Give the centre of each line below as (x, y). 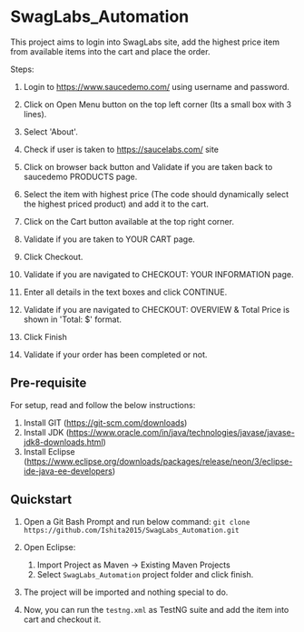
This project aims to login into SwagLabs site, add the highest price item (145, 42)
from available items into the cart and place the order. (110, 51)
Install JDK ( (46, 432)
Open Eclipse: (49, 547)
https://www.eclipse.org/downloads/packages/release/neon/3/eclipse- (160, 461)
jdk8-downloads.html (63, 442)
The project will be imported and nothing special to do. (126, 592)
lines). (35, 114)
